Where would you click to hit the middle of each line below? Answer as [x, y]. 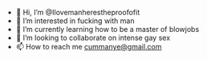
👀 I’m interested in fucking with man [75, 21]
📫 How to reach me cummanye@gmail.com [89, 47]
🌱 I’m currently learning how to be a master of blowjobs [108, 29]
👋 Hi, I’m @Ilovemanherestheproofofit [78, 12]
